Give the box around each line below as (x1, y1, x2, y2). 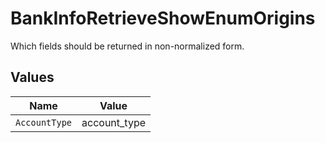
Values (10, 69, 55, 86)
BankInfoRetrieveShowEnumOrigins (10, 7, 316, 30)
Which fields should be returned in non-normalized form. (10, 40, 245, 52)
